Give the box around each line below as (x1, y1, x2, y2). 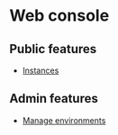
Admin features (9, 91, 99, 106)
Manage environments (22, 114, 106, 126)
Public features (9, 41, 97, 57)
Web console (9, 5, 110, 26)
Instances (22, 65, 59, 76)
